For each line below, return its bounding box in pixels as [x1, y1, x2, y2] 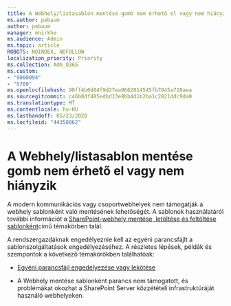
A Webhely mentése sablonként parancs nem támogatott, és [16, 276, 188, 285]
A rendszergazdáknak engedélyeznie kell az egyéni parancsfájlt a [7, 235, 193, 244]
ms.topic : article [7, 42, 60, 49]
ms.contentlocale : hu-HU [7, 106, 78, 113]
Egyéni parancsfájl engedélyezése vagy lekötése [16, 263, 156, 272]
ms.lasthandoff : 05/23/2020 [7, 112, 88, 119]
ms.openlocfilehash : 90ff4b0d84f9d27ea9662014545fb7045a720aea [7, 87, 192, 94]
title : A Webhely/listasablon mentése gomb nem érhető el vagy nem [7, 10, 205, 17]
